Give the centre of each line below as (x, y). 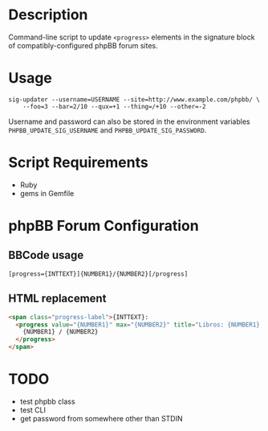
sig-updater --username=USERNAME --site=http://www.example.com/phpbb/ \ (134, 99)
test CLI (33, 410)
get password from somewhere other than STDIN (101, 418)
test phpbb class (47, 401)
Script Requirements (78, 163)
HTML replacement (57, 299)
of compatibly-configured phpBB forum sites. (83, 45)
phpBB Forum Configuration (104, 226)
